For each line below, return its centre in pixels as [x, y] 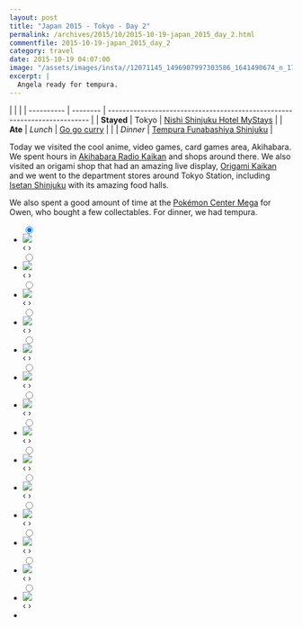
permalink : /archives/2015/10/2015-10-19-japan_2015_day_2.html [132, 34]
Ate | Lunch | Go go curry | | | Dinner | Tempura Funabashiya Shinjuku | [141, 129]
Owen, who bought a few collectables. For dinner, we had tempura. [133, 211]
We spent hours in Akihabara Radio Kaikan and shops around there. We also [150, 156]
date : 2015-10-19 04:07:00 [60, 59]
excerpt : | [30, 76]
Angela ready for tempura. [68, 85]
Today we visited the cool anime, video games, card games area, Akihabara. [151, 147]
